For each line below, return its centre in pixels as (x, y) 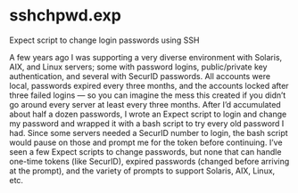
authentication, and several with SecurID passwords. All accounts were (140, 76)
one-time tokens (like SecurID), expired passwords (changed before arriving (149, 161)
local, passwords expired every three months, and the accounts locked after (149, 85)
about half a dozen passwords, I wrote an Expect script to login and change (148, 114)
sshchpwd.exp (66, 16)
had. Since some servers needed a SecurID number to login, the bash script (149, 133)
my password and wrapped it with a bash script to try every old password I (147, 123)
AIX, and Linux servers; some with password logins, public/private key (138, 67)
